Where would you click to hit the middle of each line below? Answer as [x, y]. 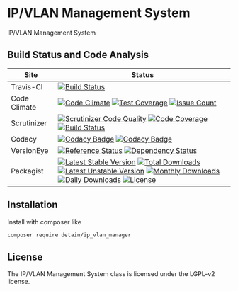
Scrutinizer [29, 123]
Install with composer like [44, 222]
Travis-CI [27, 86]
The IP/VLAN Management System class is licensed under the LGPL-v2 [111, 274]
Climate [24, 107]
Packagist [27, 171]
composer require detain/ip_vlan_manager [69, 235]
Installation [33, 205]
